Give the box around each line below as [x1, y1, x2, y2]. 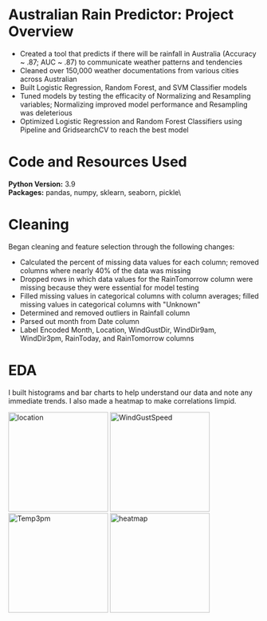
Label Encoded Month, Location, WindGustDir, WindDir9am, [19, 325, 217, 334]
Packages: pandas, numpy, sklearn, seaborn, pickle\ [8, 187, 182, 197]
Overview [8, 22, 74, 41]
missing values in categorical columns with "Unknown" [19, 299, 201, 309]
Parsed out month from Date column [19, 316, 139, 326]
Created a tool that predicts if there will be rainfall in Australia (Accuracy [19, 49, 257, 58]
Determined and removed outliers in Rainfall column [19, 308, 190, 318]
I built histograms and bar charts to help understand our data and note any [8, 388, 253, 397]
